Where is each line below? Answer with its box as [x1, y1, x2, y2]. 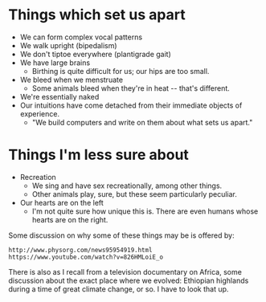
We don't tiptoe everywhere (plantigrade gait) [19, 49, 171, 59]
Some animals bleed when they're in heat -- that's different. [31, 83, 231, 93]
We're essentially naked [19, 92, 100, 101]
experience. [19, 108, 60, 118]
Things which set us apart [8, 6, 186, 24]
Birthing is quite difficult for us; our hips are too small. [31, 66, 210, 75]
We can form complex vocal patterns [19, 32, 143, 42]
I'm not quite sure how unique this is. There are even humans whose [31, 206, 259, 216]
